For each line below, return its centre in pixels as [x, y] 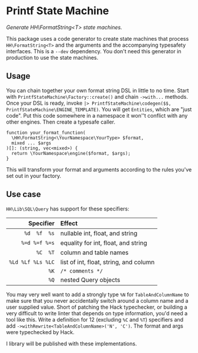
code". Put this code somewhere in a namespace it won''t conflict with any [97, 115]
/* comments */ [82, 271]
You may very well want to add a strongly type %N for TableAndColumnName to [98, 294]
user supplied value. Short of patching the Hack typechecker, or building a [97, 307]
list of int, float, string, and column [107, 262]
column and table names [94, 252]
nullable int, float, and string [99, 233]
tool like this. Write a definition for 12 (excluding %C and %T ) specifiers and [95, 319]
